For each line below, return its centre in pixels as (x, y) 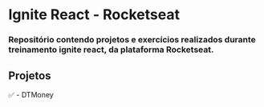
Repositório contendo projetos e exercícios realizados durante (132, 40)
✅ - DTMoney (31, 94)
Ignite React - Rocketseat (94, 15)
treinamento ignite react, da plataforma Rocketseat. (111, 50)
